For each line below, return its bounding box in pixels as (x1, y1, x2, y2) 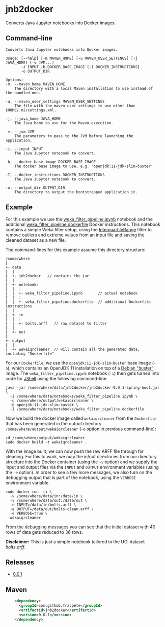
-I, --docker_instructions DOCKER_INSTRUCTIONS (5, 172, 105, 177)
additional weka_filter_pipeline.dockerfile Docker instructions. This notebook (5, 221, 161, 227)
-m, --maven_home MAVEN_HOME (5, 81, 65, 87)
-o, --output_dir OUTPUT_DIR (5, 185, 65, 190)
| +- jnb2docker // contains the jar (5, 273, 90, 278)
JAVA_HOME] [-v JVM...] (5, 60, 55, 65)
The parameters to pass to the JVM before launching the (14, 133, 134, 139)
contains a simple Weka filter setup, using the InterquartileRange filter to (5, 226, 152, 232)
